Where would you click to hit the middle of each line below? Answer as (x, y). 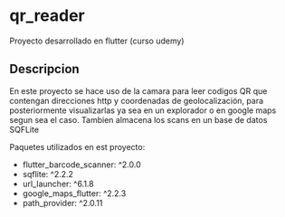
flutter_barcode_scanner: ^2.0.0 (82, 165)
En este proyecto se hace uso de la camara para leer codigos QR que (138, 90)
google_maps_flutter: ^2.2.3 (74, 193)
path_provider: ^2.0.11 (62, 203)
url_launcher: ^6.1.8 (58, 184)
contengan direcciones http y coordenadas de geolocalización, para (137, 100)
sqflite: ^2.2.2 (48, 174)
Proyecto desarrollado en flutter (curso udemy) (97, 41)
